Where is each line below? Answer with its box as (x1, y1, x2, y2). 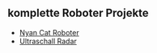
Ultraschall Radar (19, 36, 78, 46)
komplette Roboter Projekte (7, 6, 149, 20)
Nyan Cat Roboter (19, 27, 79, 37)
